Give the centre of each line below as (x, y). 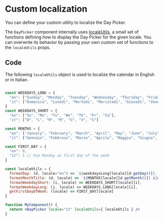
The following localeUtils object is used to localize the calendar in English (80, 74)
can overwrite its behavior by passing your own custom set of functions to (79, 42)
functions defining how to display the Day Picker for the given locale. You (78, 37)
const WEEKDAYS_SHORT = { (31, 111)
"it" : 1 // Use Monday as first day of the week (59, 156)
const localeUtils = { (28, 169)
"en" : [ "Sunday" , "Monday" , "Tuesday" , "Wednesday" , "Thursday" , (77, 97)
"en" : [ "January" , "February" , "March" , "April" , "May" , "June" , (77, 133)
